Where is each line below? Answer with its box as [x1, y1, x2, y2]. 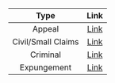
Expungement [19, 62, 72, 73]
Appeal [32, 24, 59, 34]
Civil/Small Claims [12, 36, 79, 47]
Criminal [30, 49, 62, 60]
